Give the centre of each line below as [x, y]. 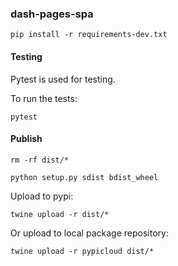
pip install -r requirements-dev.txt [89, 35]
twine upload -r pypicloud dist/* [82, 251]
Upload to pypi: [42, 196]
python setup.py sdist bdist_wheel [84, 177]
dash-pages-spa [52, 14]
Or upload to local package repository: [89, 233]
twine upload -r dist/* [60, 214]
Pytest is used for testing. [63, 79]
